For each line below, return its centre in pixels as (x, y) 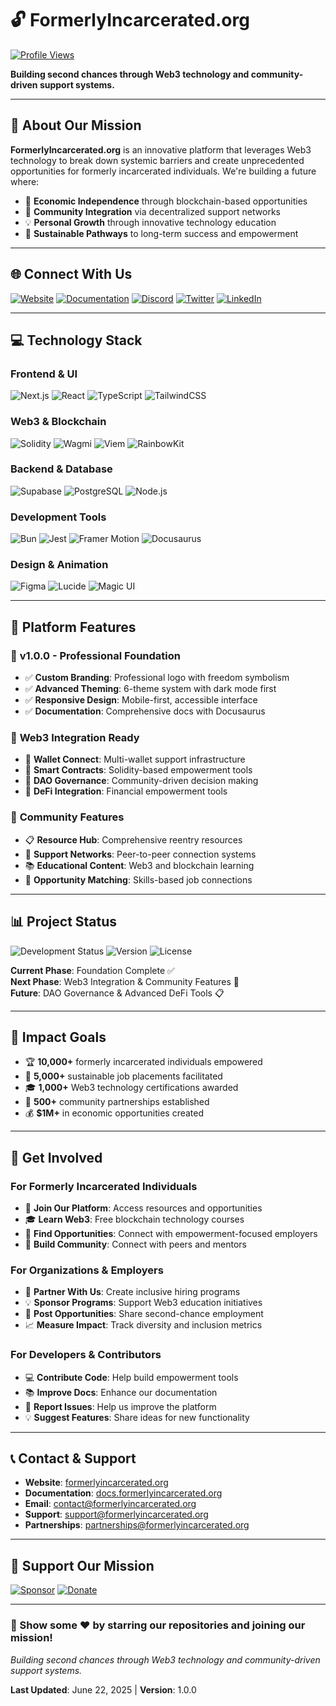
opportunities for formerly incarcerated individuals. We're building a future (163, 171)
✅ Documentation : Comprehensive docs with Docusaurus (145, 711)
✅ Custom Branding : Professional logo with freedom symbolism (157, 678)
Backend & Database (61, 469)
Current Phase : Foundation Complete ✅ (92, 970)
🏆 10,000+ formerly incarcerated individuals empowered (143, 1062)
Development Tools (58, 517)
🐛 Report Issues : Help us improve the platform (120, 1406)
